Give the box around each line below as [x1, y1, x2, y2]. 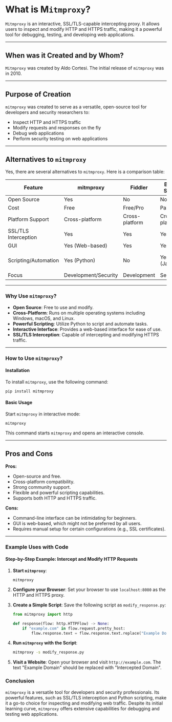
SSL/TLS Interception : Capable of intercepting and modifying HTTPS [12, 331, 160, 337]
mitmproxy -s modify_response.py [12, 650, 84, 655]
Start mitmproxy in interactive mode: [5, 411, 80, 417]
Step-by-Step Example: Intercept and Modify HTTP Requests [5, 556, 138, 562]
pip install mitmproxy [5, 389, 54, 394]
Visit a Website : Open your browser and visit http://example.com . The [12, 659, 161, 666]
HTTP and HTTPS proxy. [12, 592, 65, 598]
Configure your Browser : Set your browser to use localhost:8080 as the [12, 586, 166, 593]
